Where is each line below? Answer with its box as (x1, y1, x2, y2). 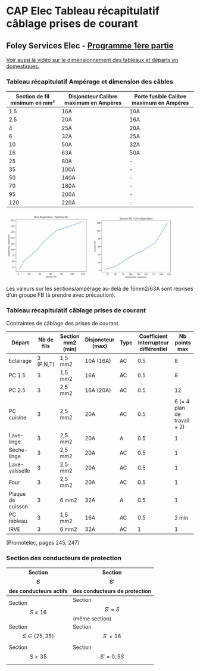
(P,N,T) (36, 361, 55, 368)
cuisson (8, 502, 29, 510)
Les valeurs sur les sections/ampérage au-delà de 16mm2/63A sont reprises (6, 285, 193, 292)
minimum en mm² (10, 99, 55, 106)
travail (174, 417, 190, 424)
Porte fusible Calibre (134, 92, 187, 100)
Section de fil (15, 92, 49, 100)
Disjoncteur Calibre (68, 92, 118, 100)
